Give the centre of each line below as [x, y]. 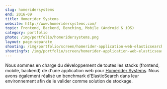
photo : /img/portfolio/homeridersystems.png [52, 38]
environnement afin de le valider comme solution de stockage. [69, 81]
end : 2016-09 [19, 14]
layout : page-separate [29, 42]
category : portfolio [27, 33]
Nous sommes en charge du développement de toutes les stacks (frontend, [83, 65]
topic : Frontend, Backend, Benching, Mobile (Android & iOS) [70, 28]
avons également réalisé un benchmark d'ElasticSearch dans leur [72, 76]
